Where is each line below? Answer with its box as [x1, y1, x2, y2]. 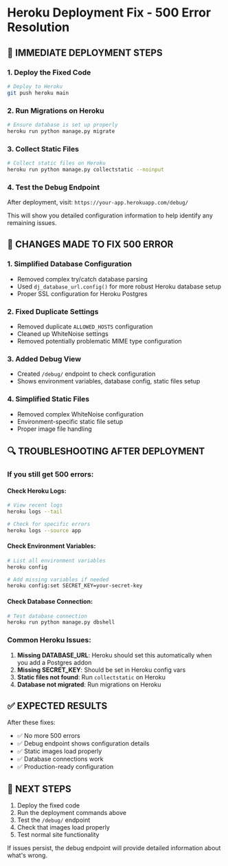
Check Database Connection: [7, 597, 93, 605]
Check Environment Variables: [7, 542, 96, 550]
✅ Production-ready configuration [16, 763, 114, 771]
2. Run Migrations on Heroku [7, 105, 104, 115]
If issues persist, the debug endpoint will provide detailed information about [7, 844, 221, 852]
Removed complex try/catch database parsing [16, 275, 148, 283]
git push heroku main [7, 89, 69, 96]
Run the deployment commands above [16, 809, 127, 817]
